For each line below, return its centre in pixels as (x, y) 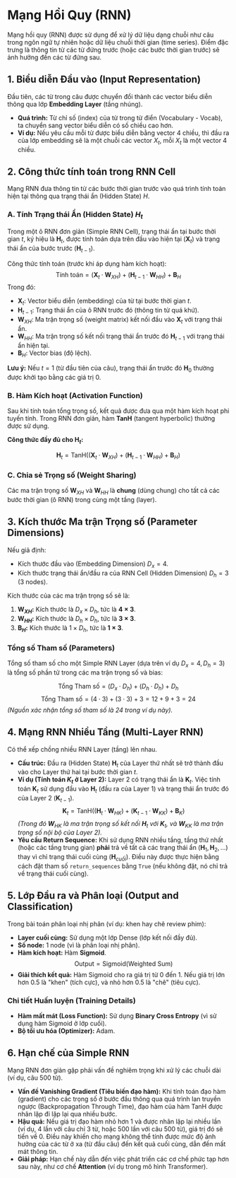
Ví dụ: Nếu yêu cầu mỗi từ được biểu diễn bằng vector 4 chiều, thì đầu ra (123, 133)
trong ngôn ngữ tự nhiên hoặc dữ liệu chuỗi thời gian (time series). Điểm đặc (118, 42)
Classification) (40, 907)
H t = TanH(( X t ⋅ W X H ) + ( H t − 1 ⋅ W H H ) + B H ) (118, 456)
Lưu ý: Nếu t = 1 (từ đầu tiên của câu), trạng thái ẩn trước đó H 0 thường (111, 369)
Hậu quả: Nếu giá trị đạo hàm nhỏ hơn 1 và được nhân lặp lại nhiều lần (119, 1121)
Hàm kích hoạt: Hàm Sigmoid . (62, 952)
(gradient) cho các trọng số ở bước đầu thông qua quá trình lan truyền (119, 1099)
